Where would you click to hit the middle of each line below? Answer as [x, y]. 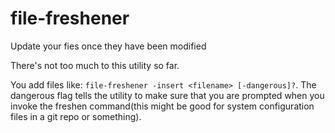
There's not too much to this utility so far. [95, 65]
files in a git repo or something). [76, 116]
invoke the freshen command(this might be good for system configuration [162, 106]
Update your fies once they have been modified [108, 46]
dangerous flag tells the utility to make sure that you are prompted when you [167, 95]
